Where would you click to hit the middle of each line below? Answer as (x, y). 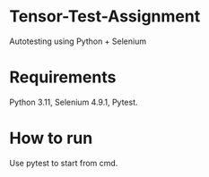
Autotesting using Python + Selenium (78, 41)
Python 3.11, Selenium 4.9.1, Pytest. (74, 102)
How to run (51, 138)
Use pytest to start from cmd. (64, 163)
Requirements (63, 77)
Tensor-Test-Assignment (105, 17)
